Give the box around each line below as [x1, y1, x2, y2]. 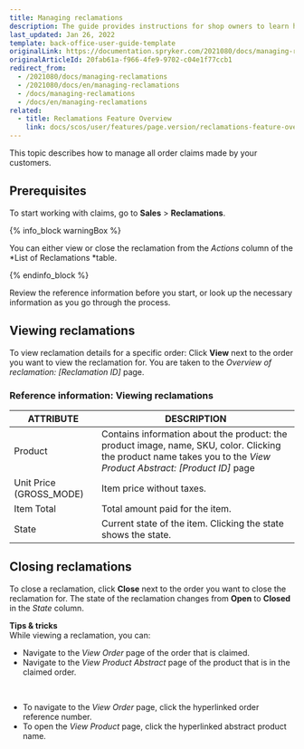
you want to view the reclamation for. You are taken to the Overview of [9, 357, 272, 368]
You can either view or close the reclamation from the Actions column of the [9, 242, 294, 254]
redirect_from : [9, 64, 67, 73]
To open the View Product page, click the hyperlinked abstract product [22, 721, 287, 732]
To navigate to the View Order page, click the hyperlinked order [22, 701, 260, 712]
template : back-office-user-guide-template [9, 38, 176, 48]
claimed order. [22, 667, 77, 677]
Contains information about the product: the [100, 427, 288, 440]
